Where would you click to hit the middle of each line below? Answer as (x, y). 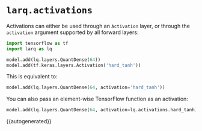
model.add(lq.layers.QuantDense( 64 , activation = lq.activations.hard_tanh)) (103, 110)
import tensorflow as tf (37, 43)
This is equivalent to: (32, 77)
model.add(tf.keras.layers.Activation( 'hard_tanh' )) (74, 65)
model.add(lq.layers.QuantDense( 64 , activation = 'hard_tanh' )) (86, 88)
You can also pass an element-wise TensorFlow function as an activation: (97, 99)
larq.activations (50, 10)
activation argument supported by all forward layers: (72, 32)
